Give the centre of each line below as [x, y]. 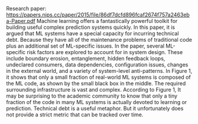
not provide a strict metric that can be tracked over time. [75, 115]
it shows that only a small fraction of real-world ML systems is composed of [98, 77]
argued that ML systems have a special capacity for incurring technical [92, 33]
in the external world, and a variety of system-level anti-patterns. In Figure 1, [99, 71]
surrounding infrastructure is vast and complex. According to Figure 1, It [94, 90]
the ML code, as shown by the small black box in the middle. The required [96, 83]
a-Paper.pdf [21, 21]
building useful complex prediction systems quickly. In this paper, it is [91, 27]
